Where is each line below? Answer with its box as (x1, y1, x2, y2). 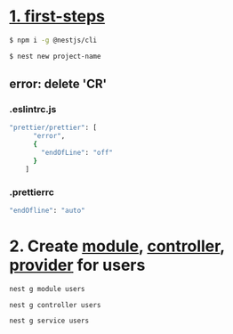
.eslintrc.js (9, 103, 57, 115)
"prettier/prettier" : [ (9, 123, 98, 133)
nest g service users (9, 316, 90, 326)
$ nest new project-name (9, 52, 101, 61)
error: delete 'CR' (9, 77, 108, 92)
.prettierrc (9, 185, 55, 198)
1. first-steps (9, 6, 105, 27)
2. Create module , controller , (9, 236, 225, 256)
